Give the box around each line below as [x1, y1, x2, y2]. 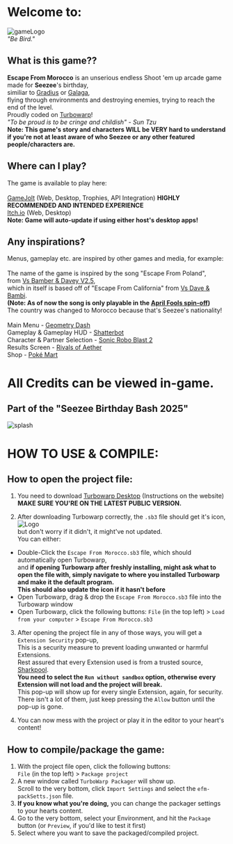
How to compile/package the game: [7, 744, 165, 755]
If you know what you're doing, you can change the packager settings [17, 799, 221, 808]
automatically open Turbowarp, [17, 555, 107, 565]
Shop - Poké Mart [7, 351, 58, 359]
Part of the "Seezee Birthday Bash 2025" [7, 402, 189, 415]
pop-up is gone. [17, 703, 64, 711]
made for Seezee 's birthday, [7, 81, 89, 89]
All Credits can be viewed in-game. [7, 375, 214, 391]
